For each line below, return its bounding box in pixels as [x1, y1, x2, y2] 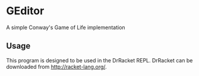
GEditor [6, 4, 45, 18]
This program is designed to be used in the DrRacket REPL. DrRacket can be [6, 56, 193, 64]
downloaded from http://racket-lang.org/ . [6, 63, 107, 70]
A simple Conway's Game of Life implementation [6, 24, 126, 31]
